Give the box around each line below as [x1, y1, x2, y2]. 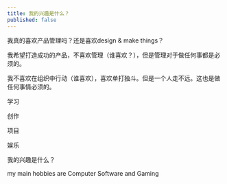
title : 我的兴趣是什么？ [7, 10, 70, 17]
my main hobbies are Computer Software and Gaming [7, 169, 159, 177]
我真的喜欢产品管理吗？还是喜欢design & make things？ [7, 36, 165, 45]
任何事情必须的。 [7, 82, 56, 91]
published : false [7, 16, 57, 23]
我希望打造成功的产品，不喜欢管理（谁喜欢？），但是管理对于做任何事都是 [7, 51, 215, 59]
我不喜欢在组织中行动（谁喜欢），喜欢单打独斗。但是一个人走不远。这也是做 [7, 73, 221, 82]
